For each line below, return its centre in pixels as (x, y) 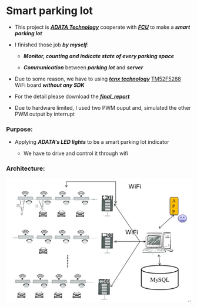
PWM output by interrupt (45, 114)
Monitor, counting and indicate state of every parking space (99, 56)
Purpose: (20, 129)
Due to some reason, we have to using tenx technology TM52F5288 (98, 79)
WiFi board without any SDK (49, 85)
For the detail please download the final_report (72, 96)
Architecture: (26, 168)
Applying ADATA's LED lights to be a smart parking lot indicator (92, 142)
